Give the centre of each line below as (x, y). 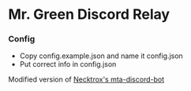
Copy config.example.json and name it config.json (101, 56)
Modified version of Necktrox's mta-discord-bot (86, 79)
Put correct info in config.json (68, 64)
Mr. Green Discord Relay (89, 15)
